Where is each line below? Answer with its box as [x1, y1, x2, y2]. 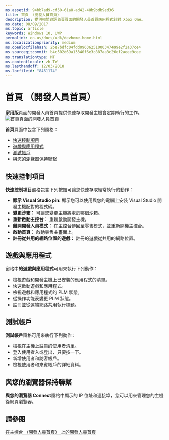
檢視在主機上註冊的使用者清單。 [12, 343, 79, 349]
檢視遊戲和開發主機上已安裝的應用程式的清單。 [12, 276, 110, 283]
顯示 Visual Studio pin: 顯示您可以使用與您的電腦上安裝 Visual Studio [12, 197, 156, 203]
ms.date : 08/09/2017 [5, 21, 49, 27]
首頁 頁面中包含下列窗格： [5, 126, 59, 132]
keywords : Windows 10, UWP [5, 31, 62, 36]
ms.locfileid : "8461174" [5, 69, 58, 74]
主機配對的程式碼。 [17, 203, 57, 209]
